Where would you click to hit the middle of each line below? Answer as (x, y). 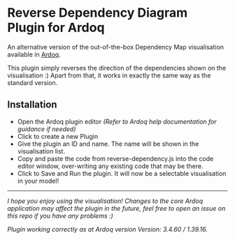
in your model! (38, 181)
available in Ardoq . (34, 54)
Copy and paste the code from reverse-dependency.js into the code (115, 158)
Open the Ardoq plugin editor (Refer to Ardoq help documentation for (117, 121)
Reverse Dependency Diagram (98, 13)
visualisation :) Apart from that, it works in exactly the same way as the (109, 75)
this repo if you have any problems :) (60, 216)
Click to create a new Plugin (58, 136)
